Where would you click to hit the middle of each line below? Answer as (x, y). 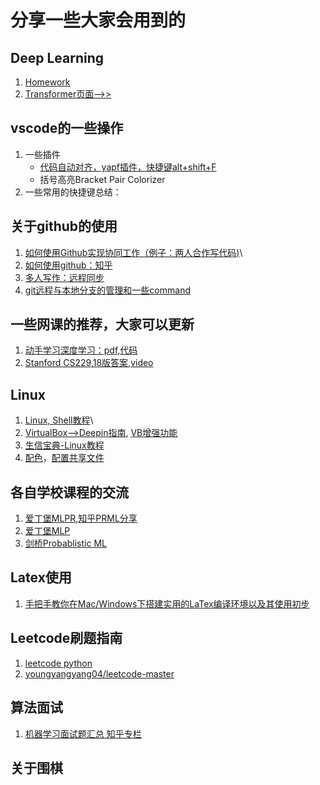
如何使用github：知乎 (68, 265)
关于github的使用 (64, 226)
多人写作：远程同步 (64, 277)
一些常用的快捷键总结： (73, 192)
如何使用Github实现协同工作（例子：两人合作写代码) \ (133, 252)
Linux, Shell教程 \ (59, 420)
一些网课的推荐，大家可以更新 (102, 324)
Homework (47, 82)
